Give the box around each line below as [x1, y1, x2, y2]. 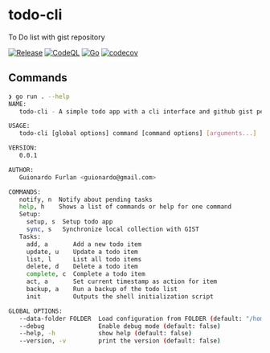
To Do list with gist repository [8, 32, 106, 42]
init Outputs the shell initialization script [26, 292, 215, 301]
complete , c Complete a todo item [26, 270, 146, 278]
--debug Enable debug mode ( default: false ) [18, 322, 221, 330]
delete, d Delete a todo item [26, 263, 138, 271]
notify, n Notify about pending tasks [18, 195, 153, 203]
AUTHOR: [8, 166, 35, 174]
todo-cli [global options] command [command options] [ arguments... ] [18, 129, 257, 138]
